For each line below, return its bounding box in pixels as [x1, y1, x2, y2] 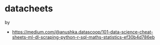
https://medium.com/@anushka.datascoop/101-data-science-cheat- [12, 29, 153, 35]
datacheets [5, 3, 53, 14]
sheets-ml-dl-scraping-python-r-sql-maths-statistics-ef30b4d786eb [12, 34, 155, 40]
